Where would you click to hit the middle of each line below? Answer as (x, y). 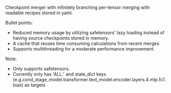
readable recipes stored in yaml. (39, 13)
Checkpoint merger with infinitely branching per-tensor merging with (78, 7)
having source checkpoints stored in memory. (61, 38)
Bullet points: (19, 23)
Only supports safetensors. (41, 69)
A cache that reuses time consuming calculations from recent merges (86, 43)
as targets (35, 85)
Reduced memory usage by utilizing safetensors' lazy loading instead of (89, 32)
